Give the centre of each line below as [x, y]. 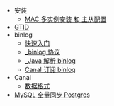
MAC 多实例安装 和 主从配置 [65, 19]
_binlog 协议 [42, 52]
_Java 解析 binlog [50, 61]
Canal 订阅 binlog [50, 70]
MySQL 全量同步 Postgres [52, 95]
